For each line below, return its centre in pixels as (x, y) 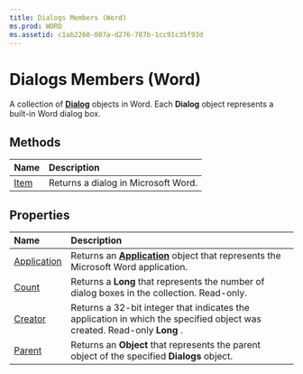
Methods (35, 142)
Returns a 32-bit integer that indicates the (160, 307)
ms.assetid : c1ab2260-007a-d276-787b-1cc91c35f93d (106, 34)
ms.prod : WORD (36, 26)
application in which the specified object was (166, 319)
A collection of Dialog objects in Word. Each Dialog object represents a (142, 104)
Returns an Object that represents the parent (166, 344)
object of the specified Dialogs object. (151, 356)
